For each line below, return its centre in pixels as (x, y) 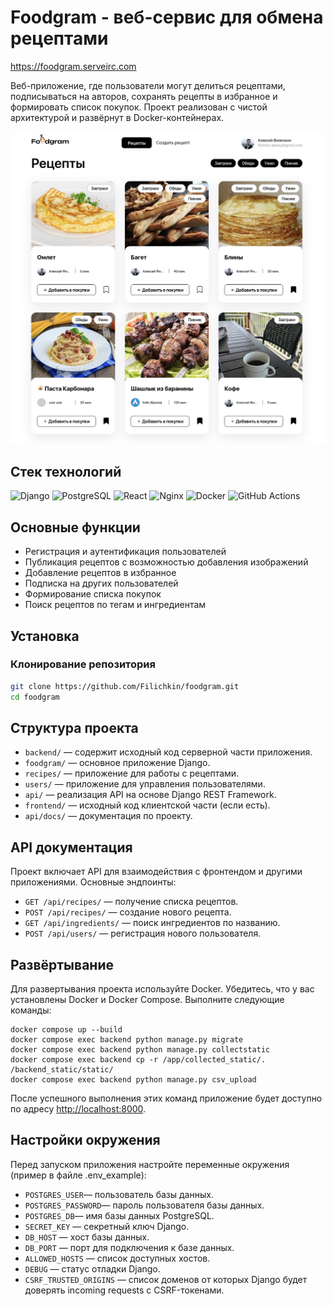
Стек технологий (66, 471)
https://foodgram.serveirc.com (73, 66)
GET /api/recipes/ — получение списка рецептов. (131, 902)
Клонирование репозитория (83, 664)
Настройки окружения (85, 1140)
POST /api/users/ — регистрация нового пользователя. (143, 933)
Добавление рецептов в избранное (100, 573)
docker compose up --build (66, 1030)
